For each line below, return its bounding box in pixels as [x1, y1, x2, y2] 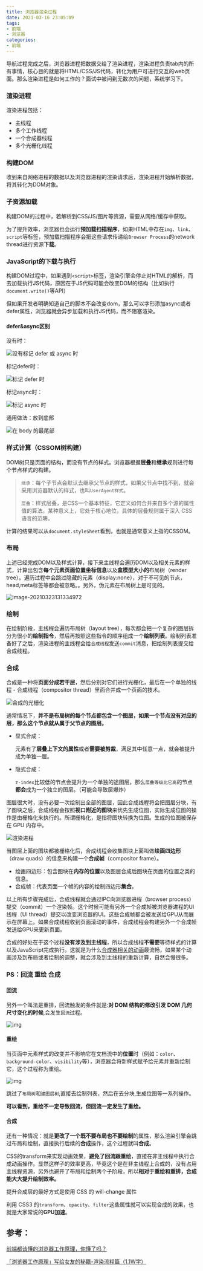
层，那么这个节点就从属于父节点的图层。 [6, 720, 107, 727]
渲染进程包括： [6, 106, 43, 114]
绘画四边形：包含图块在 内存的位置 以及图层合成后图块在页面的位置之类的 [14, 868, 195, 875]
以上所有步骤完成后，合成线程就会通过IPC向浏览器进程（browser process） [6, 896, 195, 903]
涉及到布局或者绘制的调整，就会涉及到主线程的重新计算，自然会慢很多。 [11, 954, 192, 961]
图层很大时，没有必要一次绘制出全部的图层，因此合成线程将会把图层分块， [6, 799, 192, 806]
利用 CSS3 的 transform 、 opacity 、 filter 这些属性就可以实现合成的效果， [6, 1201, 189, 1208]
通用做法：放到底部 [6, 414, 54, 421]
